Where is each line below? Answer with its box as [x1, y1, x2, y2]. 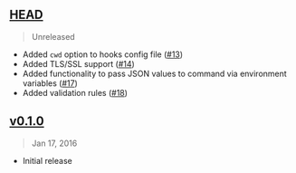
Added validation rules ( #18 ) [22, 87, 129, 98]
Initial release [22, 155, 72, 166]
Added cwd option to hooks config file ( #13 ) [22, 49, 184, 60]
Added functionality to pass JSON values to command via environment [22, 68, 287, 79]
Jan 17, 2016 [31, 138, 78, 149]
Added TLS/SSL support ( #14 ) [22, 58, 136, 69]
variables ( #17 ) [22, 77, 79, 89]
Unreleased [31, 31, 75, 42]
